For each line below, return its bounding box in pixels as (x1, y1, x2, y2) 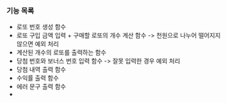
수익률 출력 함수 (16, 74, 59, 83)
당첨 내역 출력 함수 (16, 65, 67, 74)
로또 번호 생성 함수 (16, 23, 67, 31)
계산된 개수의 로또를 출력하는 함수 (16, 48, 107, 57)
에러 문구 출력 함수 (16, 83, 67, 91)
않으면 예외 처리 (16, 40, 59, 48)
